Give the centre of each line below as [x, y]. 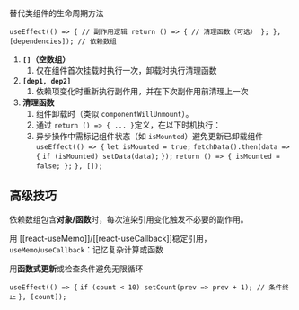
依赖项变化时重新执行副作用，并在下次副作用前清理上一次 [142, 91]
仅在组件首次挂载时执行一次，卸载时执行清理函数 [126, 71]
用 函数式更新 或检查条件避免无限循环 [76, 269]
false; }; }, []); [69, 166]
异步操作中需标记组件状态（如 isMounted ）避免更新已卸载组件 [149, 136]
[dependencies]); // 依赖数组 [63, 41]
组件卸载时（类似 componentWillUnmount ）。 [114, 114]
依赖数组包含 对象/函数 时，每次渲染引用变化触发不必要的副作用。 [129, 219]
